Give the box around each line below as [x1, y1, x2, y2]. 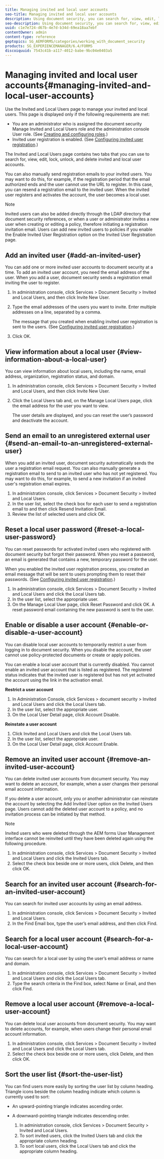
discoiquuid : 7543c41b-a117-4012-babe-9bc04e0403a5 [5, 48, 112, 53]
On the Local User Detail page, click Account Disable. [12, 711, 120, 718]
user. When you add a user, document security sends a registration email [5, 275, 152, 281]
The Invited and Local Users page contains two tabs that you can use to [5, 151, 150, 157]
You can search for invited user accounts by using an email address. [5, 901, 143, 907]
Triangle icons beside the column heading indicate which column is [5, 1088, 141, 1094]
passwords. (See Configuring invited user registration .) [5, 576, 116, 582]
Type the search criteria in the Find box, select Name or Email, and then [12, 980, 156, 986]
